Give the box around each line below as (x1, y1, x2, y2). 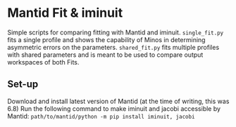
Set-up (7, 79, 39, 91)
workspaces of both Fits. (7, 58, 80, 66)
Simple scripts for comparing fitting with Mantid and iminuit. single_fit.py (7, 28, 224, 36)
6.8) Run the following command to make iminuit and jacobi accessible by (7, 104, 221, 113)
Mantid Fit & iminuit (7, 5, 123, 21)
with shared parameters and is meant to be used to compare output (7, 51, 204, 59)
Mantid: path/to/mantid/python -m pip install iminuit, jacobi (7, 112, 195, 120)
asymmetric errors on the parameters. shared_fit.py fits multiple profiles (7, 43, 220, 51)
